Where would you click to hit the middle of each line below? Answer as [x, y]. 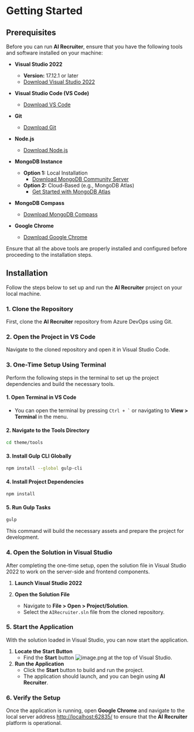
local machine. [24, 293]
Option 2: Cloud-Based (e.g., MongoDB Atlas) [79, 185]
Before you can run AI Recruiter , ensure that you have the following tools [94, 46]
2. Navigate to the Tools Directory [48, 430]
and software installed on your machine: [55, 53]
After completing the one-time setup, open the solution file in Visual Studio [96, 565]
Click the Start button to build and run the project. [84, 670]
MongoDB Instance [38, 162]
